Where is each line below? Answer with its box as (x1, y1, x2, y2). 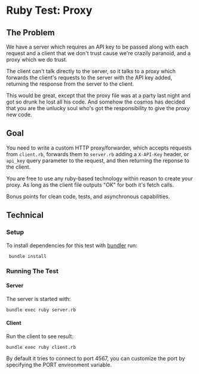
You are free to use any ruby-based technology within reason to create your (6, 175, 193, 182)
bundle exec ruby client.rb (6, 344, 76, 350)
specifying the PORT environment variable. (6, 361, 112, 368)
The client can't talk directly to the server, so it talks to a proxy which (6, 68, 176, 75)
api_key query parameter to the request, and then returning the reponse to (6, 157, 189, 164)
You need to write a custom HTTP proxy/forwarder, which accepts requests (6, 144, 192, 151)
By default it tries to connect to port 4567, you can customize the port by (6, 354, 185, 362)
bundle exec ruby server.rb (6, 306, 76, 313)
